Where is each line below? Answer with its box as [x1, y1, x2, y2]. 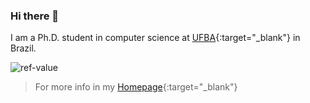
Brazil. [10, 42, 37, 54]
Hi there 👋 [10, 9, 60, 23]
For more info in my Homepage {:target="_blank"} [34, 81, 238, 93]
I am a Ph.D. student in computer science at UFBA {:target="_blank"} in [10, 32, 301, 44]
